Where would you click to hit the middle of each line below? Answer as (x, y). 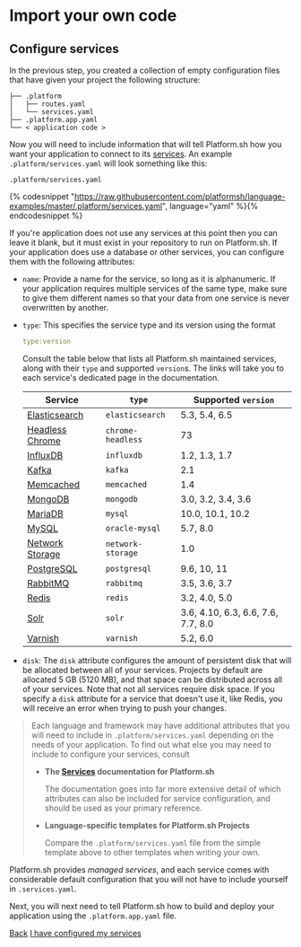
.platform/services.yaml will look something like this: (108, 163)
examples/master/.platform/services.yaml (86, 206)
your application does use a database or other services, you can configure (147, 252)
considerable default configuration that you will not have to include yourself (149, 879)
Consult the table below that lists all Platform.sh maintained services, (149, 358)
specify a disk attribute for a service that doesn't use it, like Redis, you (152, 698)
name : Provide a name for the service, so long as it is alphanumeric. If (149, 279)
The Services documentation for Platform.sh (129, 771)
